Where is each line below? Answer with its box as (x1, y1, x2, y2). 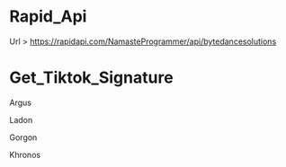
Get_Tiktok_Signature (9, 67, 174, 88)
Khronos (9, 149, 41, 160)
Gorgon (9, 132, 38, 143)
